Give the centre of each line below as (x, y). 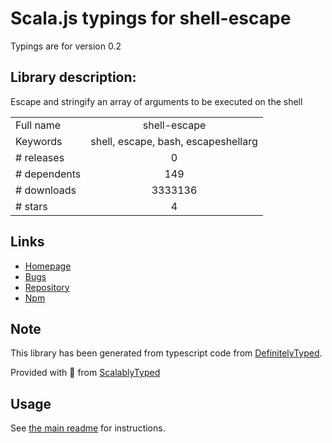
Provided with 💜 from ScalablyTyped (85, 373)
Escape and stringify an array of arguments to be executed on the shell (156, 101)
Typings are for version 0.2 (66, 46)
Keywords (39, 141)
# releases (40, 157)
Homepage (48, 266)
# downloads (46, 190)
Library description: (73, 77)
